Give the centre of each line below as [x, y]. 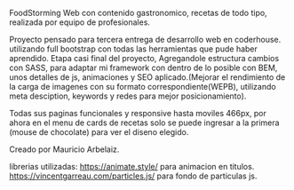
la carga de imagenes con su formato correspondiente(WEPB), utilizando [143, 87]
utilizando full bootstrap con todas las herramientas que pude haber [133, 49]
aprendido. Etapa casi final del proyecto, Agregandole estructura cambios [144, 58]
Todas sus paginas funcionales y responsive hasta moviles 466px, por [138, 113]
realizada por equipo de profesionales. [80, 22]
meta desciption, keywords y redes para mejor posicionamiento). [128, 96]
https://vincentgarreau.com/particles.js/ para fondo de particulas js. [133, 176]
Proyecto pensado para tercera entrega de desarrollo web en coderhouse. [145, 40]
